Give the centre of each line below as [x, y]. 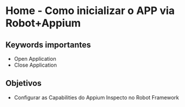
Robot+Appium [43, 23]
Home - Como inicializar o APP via [90, 11]
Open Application [35, 59]
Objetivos [23, 83]
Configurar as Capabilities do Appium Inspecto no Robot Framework [97, 97]
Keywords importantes [48, 45]
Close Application [35, 65]
